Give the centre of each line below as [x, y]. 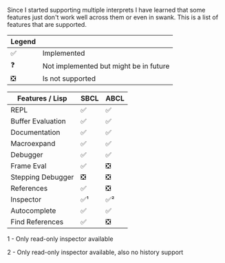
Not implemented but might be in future [106, 66]
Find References [37, 222]
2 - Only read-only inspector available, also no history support [95, 252]
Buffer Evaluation [39, 121]
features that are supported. [47, 24]
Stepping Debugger [42, 177]
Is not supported [69, 78]
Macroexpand [33, 144]
